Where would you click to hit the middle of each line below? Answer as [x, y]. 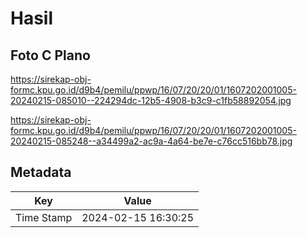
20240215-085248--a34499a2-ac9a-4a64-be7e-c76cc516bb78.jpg [151, 141]
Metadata [41, 172]
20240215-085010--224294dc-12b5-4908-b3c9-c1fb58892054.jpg [151, 100]
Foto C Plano [50, 55]
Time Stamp [44, 217]
